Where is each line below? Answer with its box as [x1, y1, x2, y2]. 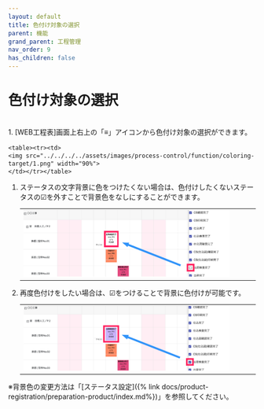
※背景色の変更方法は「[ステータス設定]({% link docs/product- [8, 381, 209, 391]
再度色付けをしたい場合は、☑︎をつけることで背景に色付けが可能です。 [19, 288, 246, 297]
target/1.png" [8, 160, 55, 168]
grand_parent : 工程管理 [8, 38, 81, 46]
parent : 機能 [8, 29, 49, 37]
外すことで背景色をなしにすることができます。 [53, 192, 204, 201]
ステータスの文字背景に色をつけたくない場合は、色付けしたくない [19, 182, 233, 192]
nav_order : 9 [8, 46, 51, 54]
